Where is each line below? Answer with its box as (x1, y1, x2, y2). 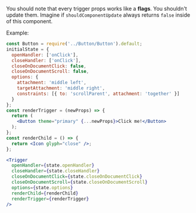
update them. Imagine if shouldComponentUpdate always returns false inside (6, 11, 191, 18)
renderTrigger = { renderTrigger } (11, 196, 89, 202)
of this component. (6, 18, 53, 24)
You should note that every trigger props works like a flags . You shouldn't (6, 5, 188, 12)
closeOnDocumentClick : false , (11, 63, 86, 69)
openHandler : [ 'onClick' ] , (11, 52, 79, 58)
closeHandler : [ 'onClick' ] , (11, 57, 82, 63)
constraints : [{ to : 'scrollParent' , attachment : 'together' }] (17, 91, 180, 97)
